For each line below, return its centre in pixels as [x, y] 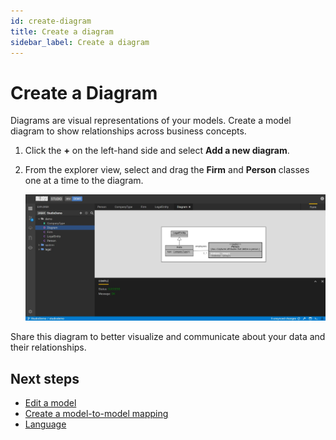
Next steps [45, 378]
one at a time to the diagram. [84, 181]
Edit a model [50, 403]
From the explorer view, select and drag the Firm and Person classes [167, 170]
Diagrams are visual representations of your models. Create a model [151, 121]
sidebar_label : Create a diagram [80, 42]
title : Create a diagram [62, 31]
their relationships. [48, 347]
